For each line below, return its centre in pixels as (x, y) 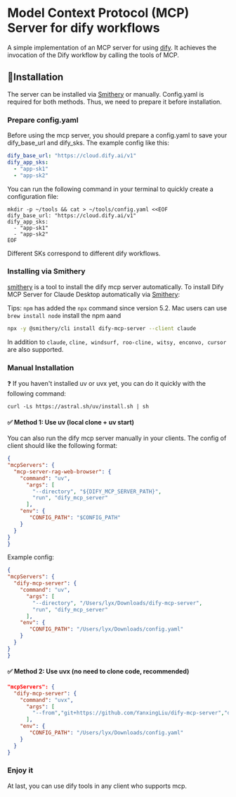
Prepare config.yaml (43, 120)
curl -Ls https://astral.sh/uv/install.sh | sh (78, 407)
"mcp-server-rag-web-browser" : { (63, 471)
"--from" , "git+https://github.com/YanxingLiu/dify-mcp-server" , (129, 713)
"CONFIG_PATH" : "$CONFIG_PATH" (75, 518)
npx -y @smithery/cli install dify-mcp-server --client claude (102, 328)
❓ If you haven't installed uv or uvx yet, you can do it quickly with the (106, 384)
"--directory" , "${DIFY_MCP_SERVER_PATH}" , (97, 492)
